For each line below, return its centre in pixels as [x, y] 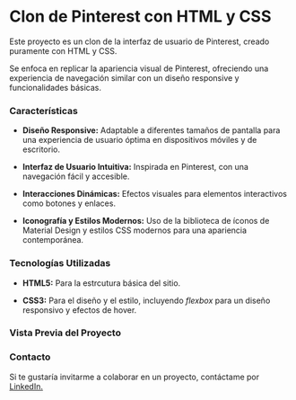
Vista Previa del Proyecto [65, 333]
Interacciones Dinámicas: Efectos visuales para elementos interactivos [154, 194]
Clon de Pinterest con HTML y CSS [140, 17]
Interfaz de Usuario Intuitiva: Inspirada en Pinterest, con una [135, 167]
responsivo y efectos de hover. [79, 310]
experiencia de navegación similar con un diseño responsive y [124, 77]
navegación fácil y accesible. [76, 176]
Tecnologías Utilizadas [60, 263]
